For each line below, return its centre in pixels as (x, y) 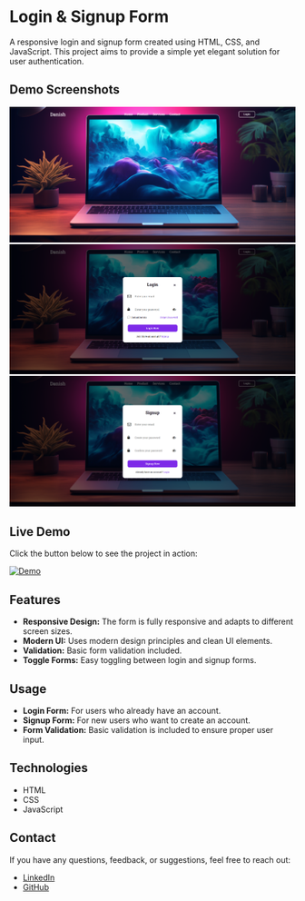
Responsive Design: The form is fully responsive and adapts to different (157, 622)
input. (33, 740)
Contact (33, 838)
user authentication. (47, 61)
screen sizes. (47, 631)
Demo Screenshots (64, 89)
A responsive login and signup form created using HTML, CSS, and (135, 42)
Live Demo (40, 532)
